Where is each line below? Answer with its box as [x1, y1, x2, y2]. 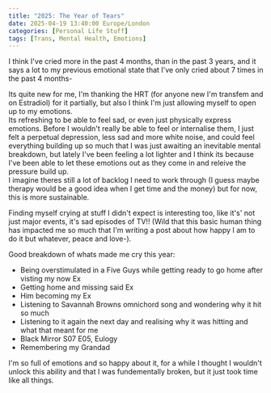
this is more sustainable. [8, 192, 90, 202]
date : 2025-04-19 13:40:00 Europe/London [8, 19, 150, 27]
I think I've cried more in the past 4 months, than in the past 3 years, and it [8, 57, 256, 66]
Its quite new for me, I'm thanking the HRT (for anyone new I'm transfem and [8, 90, 264, 99]
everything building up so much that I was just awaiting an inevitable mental [8, 141, 261, 150]
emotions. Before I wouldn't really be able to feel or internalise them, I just [8, 124, 254, 133]
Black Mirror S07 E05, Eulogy [19, 334, 118, 344]
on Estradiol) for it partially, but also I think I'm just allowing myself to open [8, 98, 256, 108]
